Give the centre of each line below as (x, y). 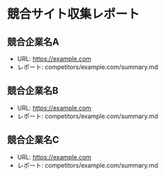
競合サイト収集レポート (74, 14)
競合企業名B (33, 91)
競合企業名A (33, 42)
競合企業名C (33, 140)
